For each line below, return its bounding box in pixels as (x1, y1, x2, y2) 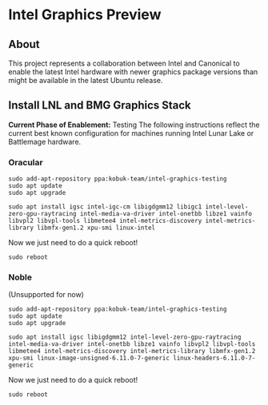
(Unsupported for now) (8, 290, 84, 300)
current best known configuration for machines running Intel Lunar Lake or (8, 128, 254, 137)
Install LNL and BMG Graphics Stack (8, 98, 192, 113)
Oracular (8, 157, 43, 168)
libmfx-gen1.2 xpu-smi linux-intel (37, 224, 156, 232)
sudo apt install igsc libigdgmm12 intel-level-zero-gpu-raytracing (8, 333, 242, 341)
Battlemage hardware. (8, 137, 82, 146)
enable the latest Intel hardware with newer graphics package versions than (8, 67, 258, 77)
